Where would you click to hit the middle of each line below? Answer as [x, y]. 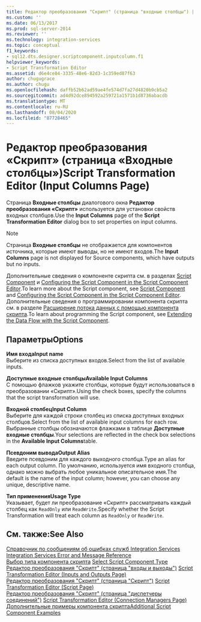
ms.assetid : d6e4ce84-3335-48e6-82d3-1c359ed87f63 [71, 73]
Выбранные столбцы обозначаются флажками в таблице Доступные [95, 428]
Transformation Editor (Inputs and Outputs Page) [66, 574]
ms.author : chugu [28, 85]
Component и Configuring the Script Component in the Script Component [97, 282]
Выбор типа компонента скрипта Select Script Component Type [87, 561]
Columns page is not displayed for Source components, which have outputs [100, 258]
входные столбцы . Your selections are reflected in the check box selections [101, 434]
